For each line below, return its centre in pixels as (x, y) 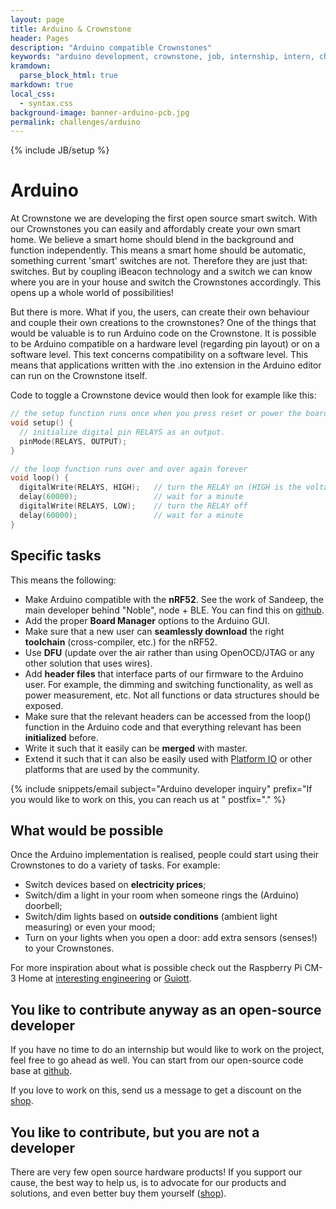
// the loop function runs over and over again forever (129, 469)
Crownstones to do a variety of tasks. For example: (115, 865)
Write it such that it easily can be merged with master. (136, 748)
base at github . (41, 1071)
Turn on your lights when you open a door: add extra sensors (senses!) (171, 938)
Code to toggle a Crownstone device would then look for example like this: (163, 395)
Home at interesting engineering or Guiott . (105, 978)
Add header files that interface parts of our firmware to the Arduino (164, 673)
